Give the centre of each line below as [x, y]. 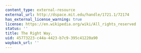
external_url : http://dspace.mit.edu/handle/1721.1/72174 [67, 15]
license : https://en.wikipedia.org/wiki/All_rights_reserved [71, 24]
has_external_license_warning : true [44, 19]
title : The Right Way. [29, 33]
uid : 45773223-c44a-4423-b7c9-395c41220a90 [52, 38]
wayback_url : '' [22, 43]
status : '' [17, 29]
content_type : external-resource [40, 10]
